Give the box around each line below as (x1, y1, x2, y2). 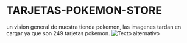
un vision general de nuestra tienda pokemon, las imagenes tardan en (6, 23, 182, 30)
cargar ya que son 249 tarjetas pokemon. (6, 29, 111, 36)
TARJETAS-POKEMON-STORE (6, 4, 163, 17)
